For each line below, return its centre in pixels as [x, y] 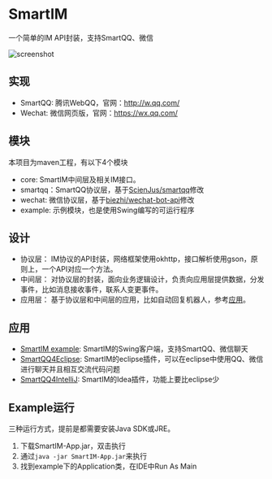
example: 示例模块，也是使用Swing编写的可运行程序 [107, 210]
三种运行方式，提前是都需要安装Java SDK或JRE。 [92, 429]
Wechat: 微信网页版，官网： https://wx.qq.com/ [99, 113]
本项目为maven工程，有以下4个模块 [68, 162]
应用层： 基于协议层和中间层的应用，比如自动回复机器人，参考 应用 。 [135, 300]
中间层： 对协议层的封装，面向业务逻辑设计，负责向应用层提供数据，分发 [142, 279]
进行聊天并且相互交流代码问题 [70, 369]
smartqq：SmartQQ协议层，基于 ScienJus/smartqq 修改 [112, 189]
